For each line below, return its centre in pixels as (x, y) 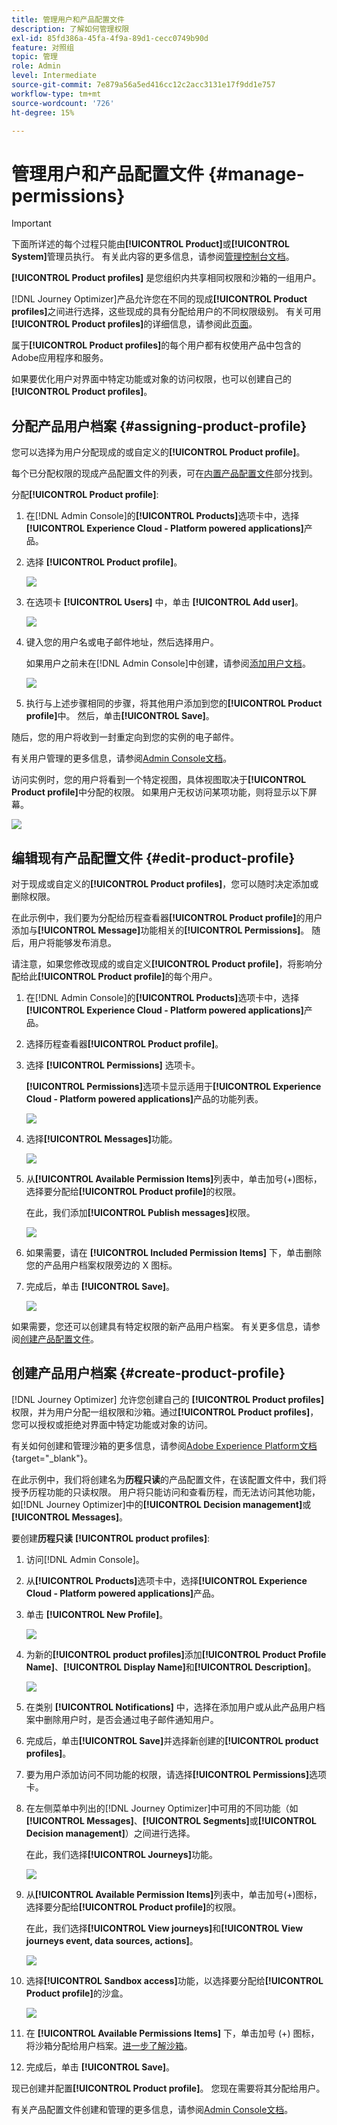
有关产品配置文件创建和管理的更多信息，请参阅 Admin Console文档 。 (152, 2109)
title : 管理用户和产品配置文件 (68, 19)
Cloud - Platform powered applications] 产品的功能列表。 (144, 1098)
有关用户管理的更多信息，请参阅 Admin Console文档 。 (122, 758)
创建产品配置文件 (55, 1338)
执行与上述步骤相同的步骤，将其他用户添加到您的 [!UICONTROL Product (174, 703)
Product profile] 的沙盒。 (77, 1993)
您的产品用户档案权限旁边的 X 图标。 (101, 1265)
